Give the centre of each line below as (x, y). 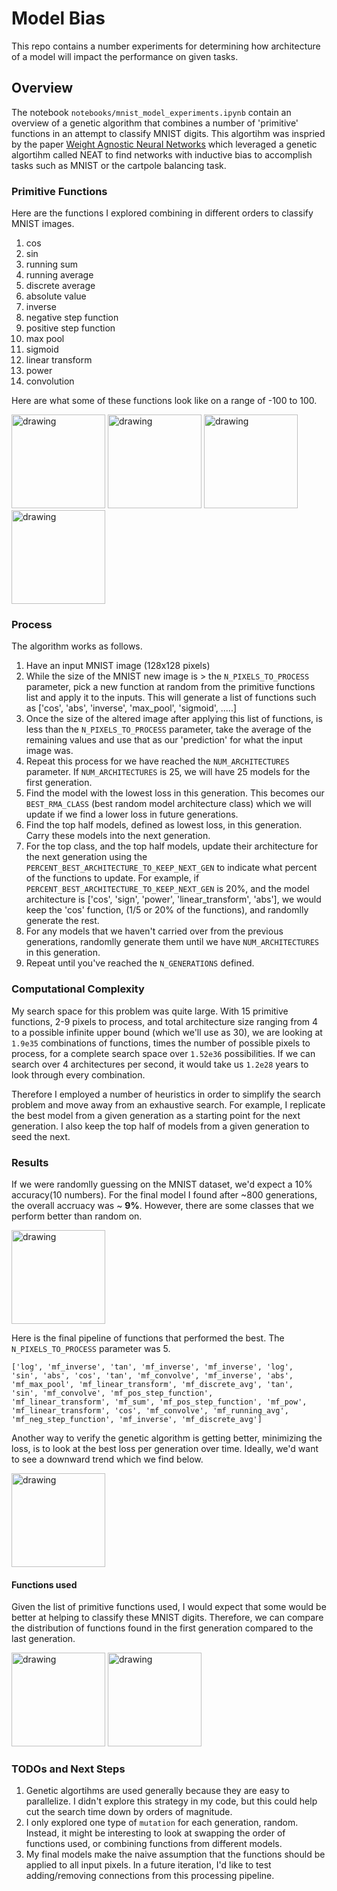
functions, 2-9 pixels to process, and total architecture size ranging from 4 (165, 1021)
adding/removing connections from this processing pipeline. (150, 1876)
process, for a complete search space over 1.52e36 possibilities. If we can (163, 1053)
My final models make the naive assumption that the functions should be (175, 1854)
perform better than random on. (77, 1216)
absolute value (56, 296)
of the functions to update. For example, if (112, 878)
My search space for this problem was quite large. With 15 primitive (150, 1011)
